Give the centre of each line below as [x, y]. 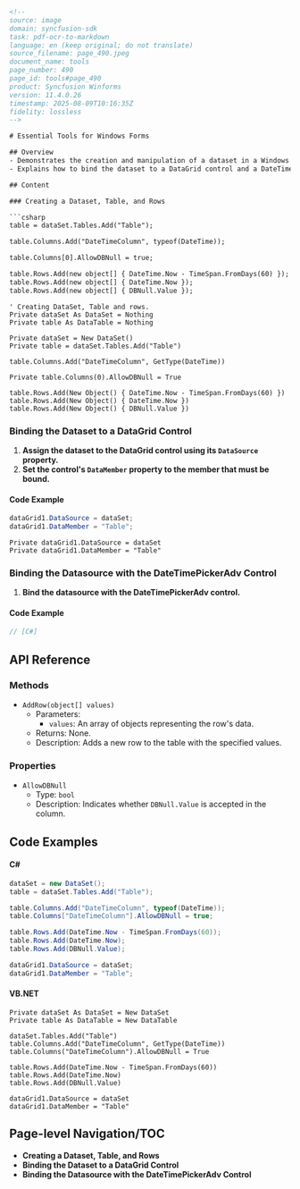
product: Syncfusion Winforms [66, 87]
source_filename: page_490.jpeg [69, 54]
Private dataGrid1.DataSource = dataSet [86, 543]
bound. [36, 478]
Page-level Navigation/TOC [87, 1134]
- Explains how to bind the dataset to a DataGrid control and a [133, 169]
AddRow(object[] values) [68, 705]
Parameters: [58, 713]
